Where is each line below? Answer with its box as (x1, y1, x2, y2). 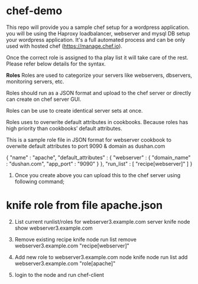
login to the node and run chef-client (14, 271, 105, 278)
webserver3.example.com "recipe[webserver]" (14, 242, 130, 249)
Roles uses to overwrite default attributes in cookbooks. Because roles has (6, 118, 189, 125)
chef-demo (6, 4, 63, 18)
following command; (14, 178, 65, 185)
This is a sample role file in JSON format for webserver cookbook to (6, 136, 171, 143)
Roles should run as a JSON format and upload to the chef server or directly (6, 89, 191, 96)
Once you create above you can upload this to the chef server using (14, 171, 181, 178)
